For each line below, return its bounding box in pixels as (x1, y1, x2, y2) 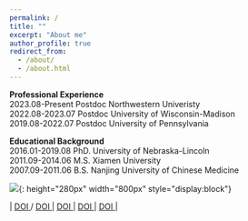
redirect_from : (9, 47, 67, 56)
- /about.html (17, 65, 71, 74)
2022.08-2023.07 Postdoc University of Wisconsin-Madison (9, 108, 236, 119)
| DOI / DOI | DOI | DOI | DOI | (9, 201, 118, 212)
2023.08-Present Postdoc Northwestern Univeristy (9, 98, 201, 109)
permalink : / (9, 13, 59, 23)
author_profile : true (9, 38, 92, 48)
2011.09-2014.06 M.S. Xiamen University (9, 155, 162, 166)
